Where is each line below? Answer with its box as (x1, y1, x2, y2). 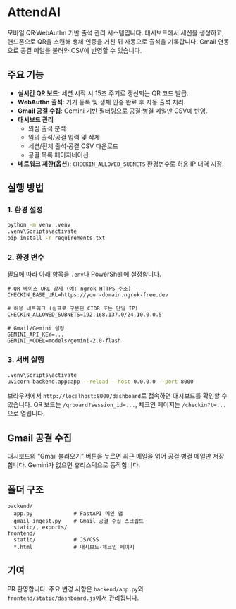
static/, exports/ (13, 524, 68, 531)
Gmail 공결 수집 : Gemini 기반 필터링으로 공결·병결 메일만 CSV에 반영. (17, 107, 208, 115)
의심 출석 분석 (27, 124, 66, 133)
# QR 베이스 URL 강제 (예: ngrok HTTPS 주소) (7, 285, 132, 293)
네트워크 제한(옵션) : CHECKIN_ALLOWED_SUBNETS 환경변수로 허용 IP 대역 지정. (17, 159, 224, 168)
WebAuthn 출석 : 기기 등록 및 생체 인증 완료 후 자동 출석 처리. (17, 97, 186, 106)
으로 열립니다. (7, 409, 46, 418)
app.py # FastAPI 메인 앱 (13, 510, 123, 517)
